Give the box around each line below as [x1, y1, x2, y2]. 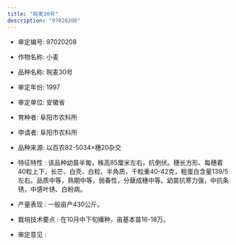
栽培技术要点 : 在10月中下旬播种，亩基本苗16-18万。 [17, 214, 170, 224]
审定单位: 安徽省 [17, 97, 65, 107]
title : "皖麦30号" [7, 10, 59, 18]
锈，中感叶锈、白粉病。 [17, 185, 86, 193]
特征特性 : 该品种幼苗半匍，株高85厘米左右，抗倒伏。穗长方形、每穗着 [17, 158, 223, 167]
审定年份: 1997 [17, 82, 60, 91]
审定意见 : [17, 230, 47, 239]
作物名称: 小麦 [17, 53, 59, 61]
